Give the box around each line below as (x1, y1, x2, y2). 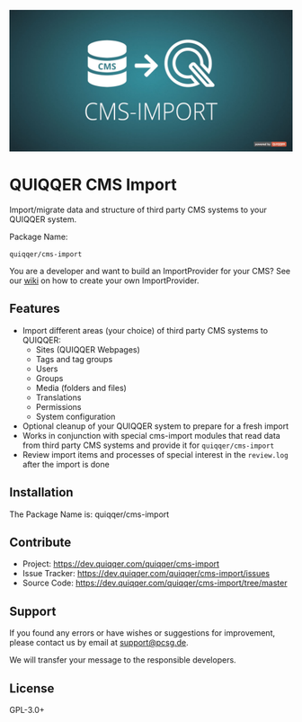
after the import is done (22, 459, 110, 469)
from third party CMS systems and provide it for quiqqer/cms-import (22, 440, 275, 450)
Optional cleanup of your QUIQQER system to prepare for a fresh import (22, 420, 289, 432)
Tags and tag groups (35, 353, 113, 364)
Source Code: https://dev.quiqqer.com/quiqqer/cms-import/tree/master (22, 577, 288, 589)
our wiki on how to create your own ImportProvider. (9, 275, 200, 286)
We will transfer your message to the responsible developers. (9, 655, 236, 665)
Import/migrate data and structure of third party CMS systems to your (9, 204, 268, 215)
